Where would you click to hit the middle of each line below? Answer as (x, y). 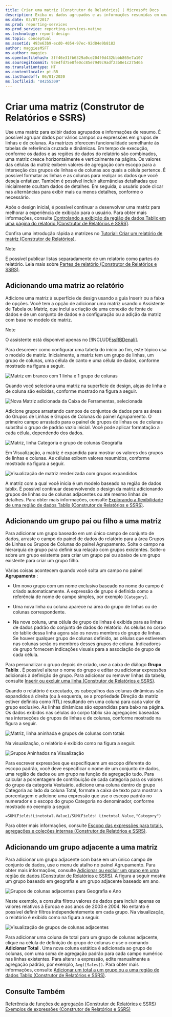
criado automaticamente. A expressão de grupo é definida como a (82, 591)
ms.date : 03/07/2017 (27, 19)
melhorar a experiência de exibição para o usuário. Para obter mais (76, 213)
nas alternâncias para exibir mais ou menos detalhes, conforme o (74, 192)
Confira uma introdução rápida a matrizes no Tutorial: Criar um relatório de (84, 233)
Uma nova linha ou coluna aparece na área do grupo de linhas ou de (85, 607)
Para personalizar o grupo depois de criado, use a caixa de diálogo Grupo (83, 665)
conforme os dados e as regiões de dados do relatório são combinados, (81, 154)
